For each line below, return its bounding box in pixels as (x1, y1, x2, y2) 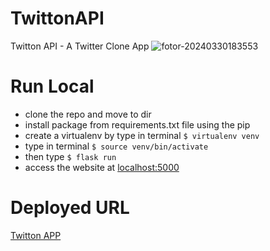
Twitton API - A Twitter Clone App (10, 40, 150, 52)
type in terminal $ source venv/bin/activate (24, 140, 209, 152)
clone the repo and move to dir (24, 108, 152, 120)
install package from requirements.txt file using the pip (24, 118, 251, 131)
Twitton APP (10, 229, 62, 241)
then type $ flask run (24, 150, 117, 162)
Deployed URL (10, 197, 130, 219)
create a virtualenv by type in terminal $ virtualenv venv (24, 129, 260, 141)
